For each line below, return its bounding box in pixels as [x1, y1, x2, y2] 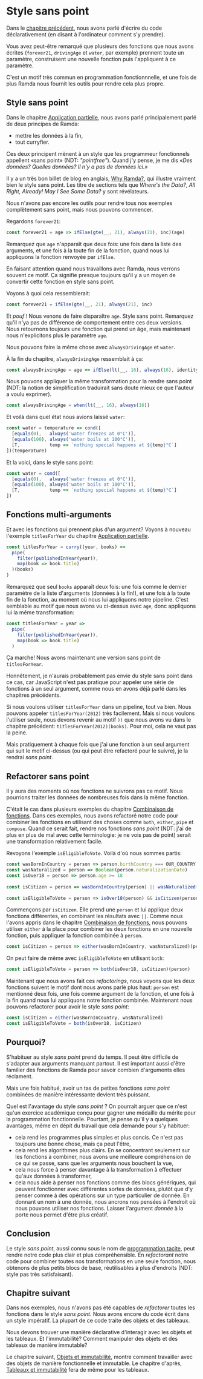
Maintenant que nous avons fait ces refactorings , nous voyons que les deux [6, 978, 195, 985]
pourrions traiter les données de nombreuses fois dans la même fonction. [6, 794, 189, 801]
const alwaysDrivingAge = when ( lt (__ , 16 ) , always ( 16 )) [6, 402, 150, 409]
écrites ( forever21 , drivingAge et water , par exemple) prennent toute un [6, 49, 184, 56]
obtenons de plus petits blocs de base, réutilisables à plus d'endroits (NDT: [6, 1264, 193, 1271]
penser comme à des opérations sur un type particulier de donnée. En [14, 1192, 190, 1199]
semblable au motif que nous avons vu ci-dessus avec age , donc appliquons [6, 602, 196, 610]
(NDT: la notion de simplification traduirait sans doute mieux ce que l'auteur [6, 384, 195, 392]
